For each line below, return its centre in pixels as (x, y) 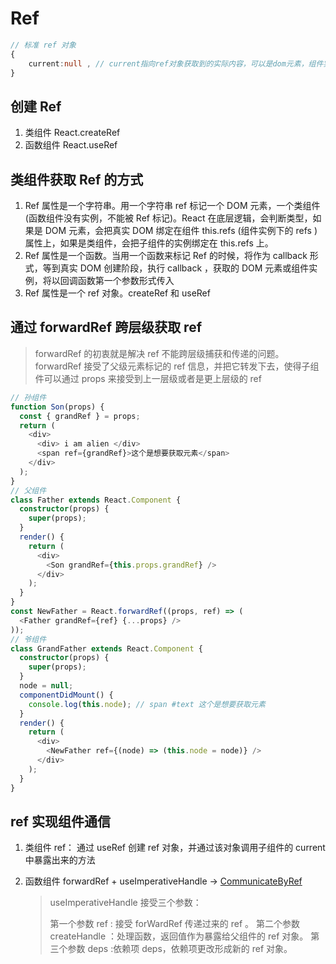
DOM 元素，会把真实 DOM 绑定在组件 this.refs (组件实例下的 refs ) (181, 231)
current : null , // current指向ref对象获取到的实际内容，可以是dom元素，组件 (176, 63)
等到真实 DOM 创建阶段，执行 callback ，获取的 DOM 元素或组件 (176, 268)
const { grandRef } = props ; (80, 416)
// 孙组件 (28, 397)
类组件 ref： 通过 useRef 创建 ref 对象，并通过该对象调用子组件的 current (175, 848)
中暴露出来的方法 (60, 860)
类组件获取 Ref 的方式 (77, 179)
